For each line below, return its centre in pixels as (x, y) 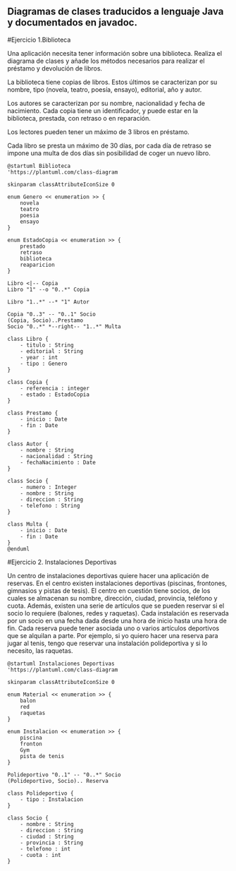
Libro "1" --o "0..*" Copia (49, 289)
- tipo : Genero (44, 364)
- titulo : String (47, 345)
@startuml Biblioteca (39, 166)
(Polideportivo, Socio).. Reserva (58, 781)
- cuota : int (41, 855)
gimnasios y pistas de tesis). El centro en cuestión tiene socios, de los (109, 590)
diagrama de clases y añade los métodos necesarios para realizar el (106, 61)
